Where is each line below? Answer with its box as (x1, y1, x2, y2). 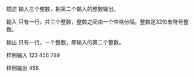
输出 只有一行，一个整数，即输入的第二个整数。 (6, 39, 124, 45)
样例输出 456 (6, 64, 39, 72)
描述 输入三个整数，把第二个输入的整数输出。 (6, 5, 119, 12)
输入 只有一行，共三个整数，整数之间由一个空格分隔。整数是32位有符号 (6, 18, 184, 25)
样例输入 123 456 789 (6, 52, 60, 59)
